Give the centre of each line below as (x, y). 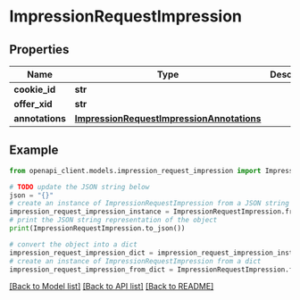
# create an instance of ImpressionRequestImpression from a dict (135, 261)
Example (34, 150)
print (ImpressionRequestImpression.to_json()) (97, 229)
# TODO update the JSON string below (79, 187)
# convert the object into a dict (74, 244)
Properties (39, 50)
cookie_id (35, 89)
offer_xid (33, 104)
